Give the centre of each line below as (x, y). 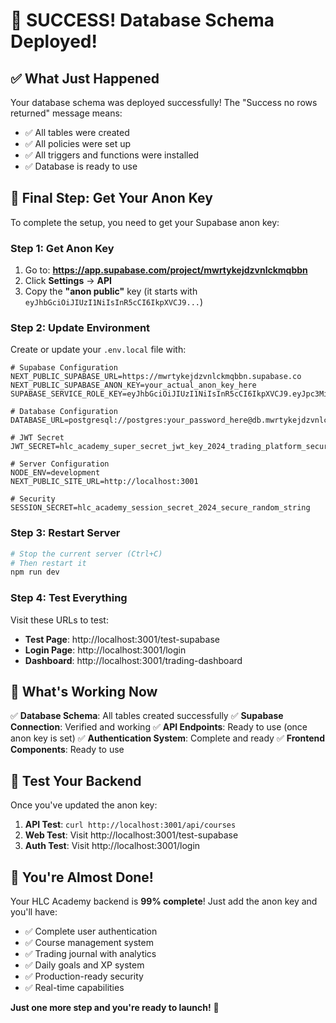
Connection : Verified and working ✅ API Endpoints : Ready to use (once (159, 727)
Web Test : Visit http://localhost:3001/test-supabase (131, 835)
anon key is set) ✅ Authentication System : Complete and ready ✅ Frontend (168, 738)
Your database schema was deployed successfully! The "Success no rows (164, 102)
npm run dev (35, 572)
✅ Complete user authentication (91, 931)
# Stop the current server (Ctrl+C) (86, 554)
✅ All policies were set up (78, 143)
